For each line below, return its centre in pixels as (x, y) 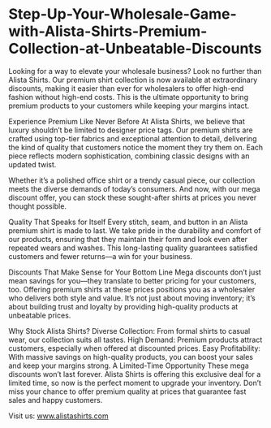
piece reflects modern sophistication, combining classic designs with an (129, 156)
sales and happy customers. (56, 400)
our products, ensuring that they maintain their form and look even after (128, 239)
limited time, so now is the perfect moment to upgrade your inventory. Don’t (135, 383)
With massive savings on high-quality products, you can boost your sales (131, 357)
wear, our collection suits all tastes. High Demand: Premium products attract (135, 339)
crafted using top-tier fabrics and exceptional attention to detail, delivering (133, 138)
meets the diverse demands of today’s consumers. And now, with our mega (135, 188)
